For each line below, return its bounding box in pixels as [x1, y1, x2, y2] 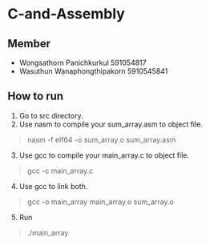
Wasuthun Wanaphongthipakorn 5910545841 [18, 66, 168, 76]
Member [7, 37, 51, 50]
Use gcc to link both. [18, 181, 88, 191]
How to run [7, 90, 64, 103]
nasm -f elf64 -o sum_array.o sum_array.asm [26, 135, 176, 144]
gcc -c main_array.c [26, 166, 94, 175]
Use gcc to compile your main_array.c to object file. [18, 150, 190, 160]
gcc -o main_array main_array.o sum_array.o [26, 197, 174, 207]
